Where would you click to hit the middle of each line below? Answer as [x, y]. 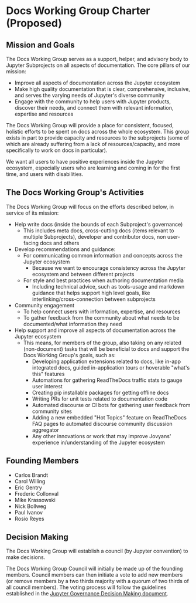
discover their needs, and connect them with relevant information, [94, 108]
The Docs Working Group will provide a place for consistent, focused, [90, 125]
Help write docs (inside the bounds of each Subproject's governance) [99, 224]
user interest [47, 386]
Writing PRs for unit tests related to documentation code [100, 399]
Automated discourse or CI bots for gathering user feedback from [111, 405]
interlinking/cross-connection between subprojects [94, 299]
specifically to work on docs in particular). [57, 150]
